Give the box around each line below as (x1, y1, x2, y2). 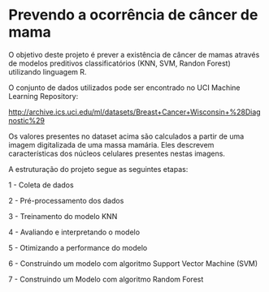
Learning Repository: (8, 91, 79, 101)
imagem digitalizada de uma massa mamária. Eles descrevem (8, 140, 215, 149)
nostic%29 (8, 115, 45, 125)
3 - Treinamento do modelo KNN (8, 211, 118, 221)
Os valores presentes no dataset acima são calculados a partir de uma (8, 131, 245, 141)
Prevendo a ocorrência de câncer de (8, 6, 258, 24)
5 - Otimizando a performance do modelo (8, 243, 148, 252)
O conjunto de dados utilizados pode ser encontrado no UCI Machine (8, 83, 241, 92)
